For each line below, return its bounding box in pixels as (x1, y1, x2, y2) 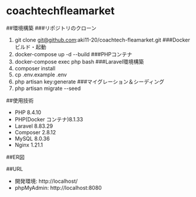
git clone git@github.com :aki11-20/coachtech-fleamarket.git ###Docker (14, 36, 191, 43)
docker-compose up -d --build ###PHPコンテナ (14, 50, 133, 57)
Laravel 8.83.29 (14, 122, 53, 130)
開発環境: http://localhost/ (14, 177, 78, 185)
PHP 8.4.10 (14, 108, 41, 116)
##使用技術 (6, 96, 34, 104)
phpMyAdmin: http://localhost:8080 (14, 184, 102, 191)
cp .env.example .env (14, 71, 67, 78)
